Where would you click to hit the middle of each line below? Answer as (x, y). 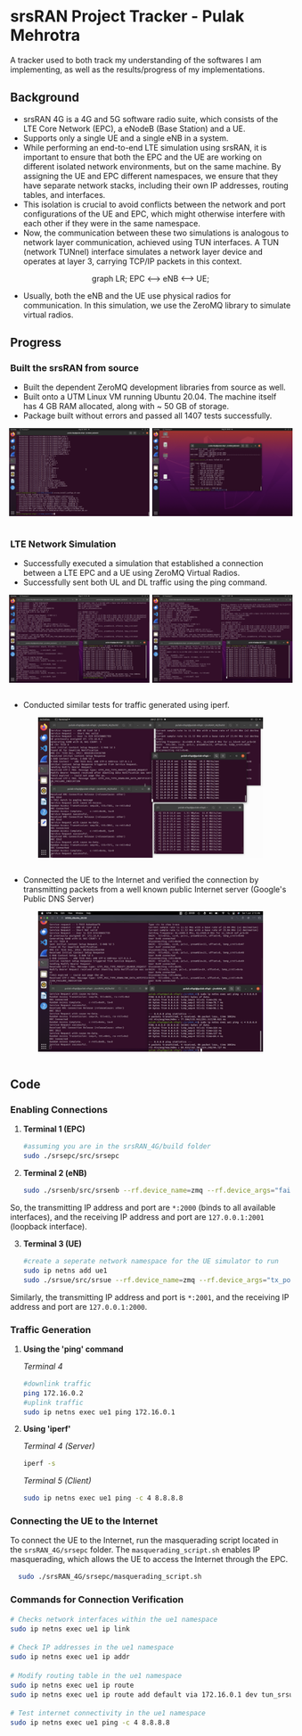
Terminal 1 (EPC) (54, 1129)
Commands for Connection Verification (97, 1600)
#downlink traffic (57, 1384)
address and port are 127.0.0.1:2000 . (79, 1306)
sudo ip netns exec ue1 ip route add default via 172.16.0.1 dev (134, 1695)
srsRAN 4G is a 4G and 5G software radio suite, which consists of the (151, 119)
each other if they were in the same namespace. (112, 223)
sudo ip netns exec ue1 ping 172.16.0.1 (99, 1412)
